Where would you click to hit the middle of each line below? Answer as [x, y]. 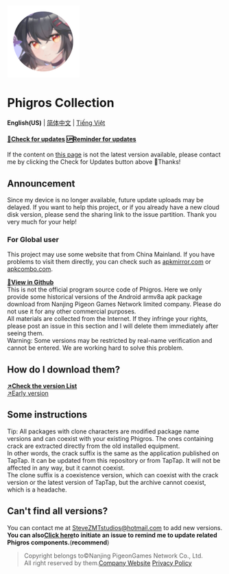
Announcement [41, 183]
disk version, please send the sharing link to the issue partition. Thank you [112, 214]
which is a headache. [37, 490]
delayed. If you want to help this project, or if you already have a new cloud [113, 207]
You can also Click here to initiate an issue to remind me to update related [112, 535]
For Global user [33, 239]
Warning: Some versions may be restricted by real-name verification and [110, 341]
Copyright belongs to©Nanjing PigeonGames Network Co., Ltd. [113, 555]
